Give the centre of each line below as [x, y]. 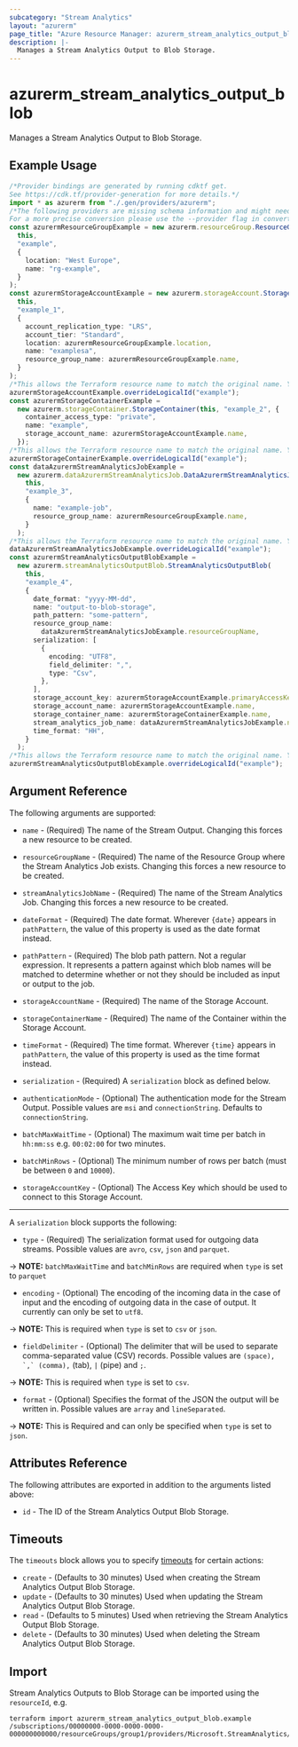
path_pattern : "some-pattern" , [90, 615]
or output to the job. [59, 984]
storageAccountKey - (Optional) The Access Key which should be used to [155, 1187]
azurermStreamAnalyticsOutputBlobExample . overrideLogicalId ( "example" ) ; [146, 764]
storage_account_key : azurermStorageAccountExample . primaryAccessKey [164, 698]
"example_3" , [49, 492]
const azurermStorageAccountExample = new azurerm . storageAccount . [137, 294]
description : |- [39, 42]
